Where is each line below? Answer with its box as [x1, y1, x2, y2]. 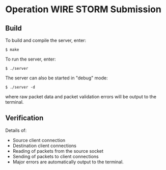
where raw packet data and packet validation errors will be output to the [5, 94, 157, 100]
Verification [5, 114, 44, 123]
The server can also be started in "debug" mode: [5, 75, 108, 81]
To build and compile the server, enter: [5, 37, 87, 43]
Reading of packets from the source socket [12, 148, 103, 154]
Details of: [5, 127, 27, 133]
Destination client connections [12, 143, 76, 149]
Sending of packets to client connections [12, 153, 99, 159]
